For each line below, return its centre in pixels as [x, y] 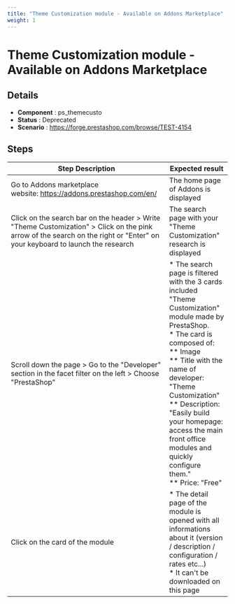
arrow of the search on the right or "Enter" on [85, 236]
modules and [190, 448]
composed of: [192, 343]
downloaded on [194, 582]
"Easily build [189, 413]
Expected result [197, 168]
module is [185, 512]
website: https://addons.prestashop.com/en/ [84, 194]
